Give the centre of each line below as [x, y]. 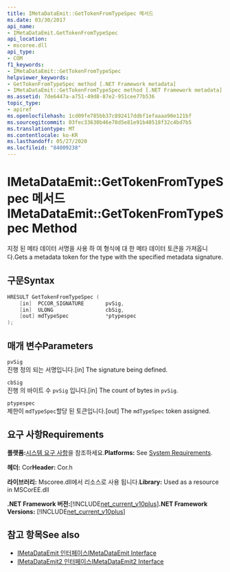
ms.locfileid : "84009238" [44, 148]
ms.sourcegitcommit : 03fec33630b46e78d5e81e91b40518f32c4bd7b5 [100, 122]
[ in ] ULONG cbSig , [72, 310]
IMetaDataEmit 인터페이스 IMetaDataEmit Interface [87, 553]
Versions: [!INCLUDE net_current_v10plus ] [66, 511]
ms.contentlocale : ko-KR [43, 135]
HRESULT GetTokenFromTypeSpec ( [53, 297]
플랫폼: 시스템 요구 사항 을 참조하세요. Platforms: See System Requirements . [110, 452]
